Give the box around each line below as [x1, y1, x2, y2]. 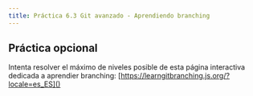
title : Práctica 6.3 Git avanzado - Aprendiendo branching [8, 11, 210, 20]
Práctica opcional [8, 42, 98, 55]
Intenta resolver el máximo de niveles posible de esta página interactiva [8, 62, 246, 72]
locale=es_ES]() [8, 79, 61, 89]
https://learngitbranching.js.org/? [120, 71, 231, 81]
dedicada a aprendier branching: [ [8, 71, 121, 81]
